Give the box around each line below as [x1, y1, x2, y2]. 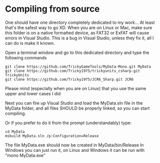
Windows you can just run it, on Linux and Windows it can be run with [5, 147, 145, 153]
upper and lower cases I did [5, 91, 61, 96]
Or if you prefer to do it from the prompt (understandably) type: [5, 120, 132, 126]
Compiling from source [5, 3, 100, 15]
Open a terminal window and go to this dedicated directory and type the [5, 50, 149, 55]
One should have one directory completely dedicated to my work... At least [5, 19, 155, 25]
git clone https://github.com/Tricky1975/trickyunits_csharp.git [5, 68, 140, 73]
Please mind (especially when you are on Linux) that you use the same [5, 85, 146, 91]
